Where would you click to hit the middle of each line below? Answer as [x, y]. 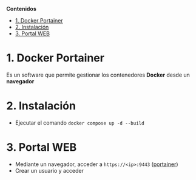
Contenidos [21, 9]
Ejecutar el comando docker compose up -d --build [79, 123]
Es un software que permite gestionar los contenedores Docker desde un [98, 75]
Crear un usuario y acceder [49, 170]
